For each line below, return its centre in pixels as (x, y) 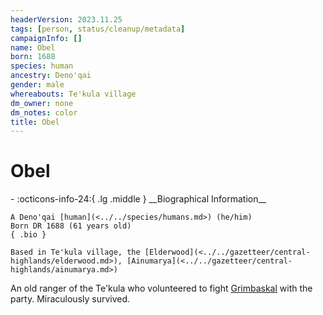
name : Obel (33, 47)
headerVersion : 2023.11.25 (66, 19)
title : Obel (35, 122)
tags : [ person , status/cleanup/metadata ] (98, 29)
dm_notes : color (44, 112)
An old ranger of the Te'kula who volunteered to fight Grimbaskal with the (161, 288)
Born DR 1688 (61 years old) (71, 226)
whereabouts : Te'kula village (73, 94)
